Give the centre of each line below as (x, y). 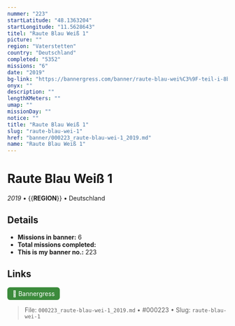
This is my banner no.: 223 (57, 252)
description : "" (31, 92)
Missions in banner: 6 (50, 237)
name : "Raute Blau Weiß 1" (47, 144)
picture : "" (24, 40)
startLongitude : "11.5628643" (51, 27)
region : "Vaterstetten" (42, 46)
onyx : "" (20, 86)
